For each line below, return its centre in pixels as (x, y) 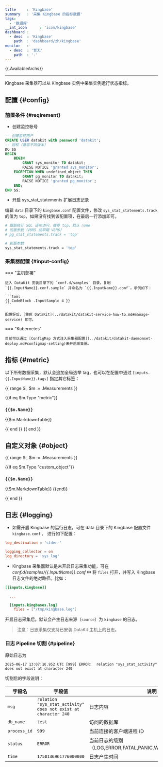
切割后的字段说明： (24, 678)
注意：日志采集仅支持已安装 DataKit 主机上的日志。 (68, 630)
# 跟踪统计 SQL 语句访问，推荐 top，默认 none (48, 226)
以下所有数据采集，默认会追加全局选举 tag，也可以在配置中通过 (68, 372)
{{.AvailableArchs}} (24, 69)
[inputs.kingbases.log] (33, 605)
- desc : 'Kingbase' (31, 37)
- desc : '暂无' (26, 50)
